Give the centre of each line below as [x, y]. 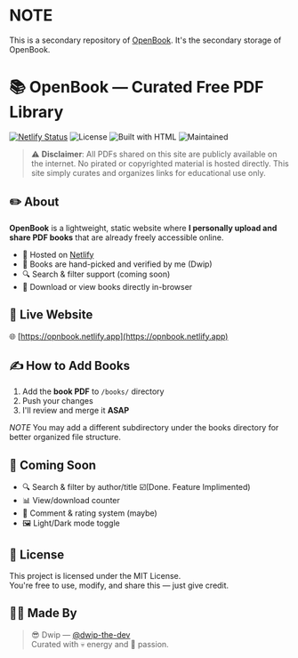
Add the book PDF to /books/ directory [93, 391]
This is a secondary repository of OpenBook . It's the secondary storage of [145, 40]
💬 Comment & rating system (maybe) [89, 513]
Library [36, 112]
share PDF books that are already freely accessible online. [117, 237]
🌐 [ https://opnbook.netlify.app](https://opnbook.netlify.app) [119, 336]
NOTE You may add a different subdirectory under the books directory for [144, 428]
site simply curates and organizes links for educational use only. [148, 173]
